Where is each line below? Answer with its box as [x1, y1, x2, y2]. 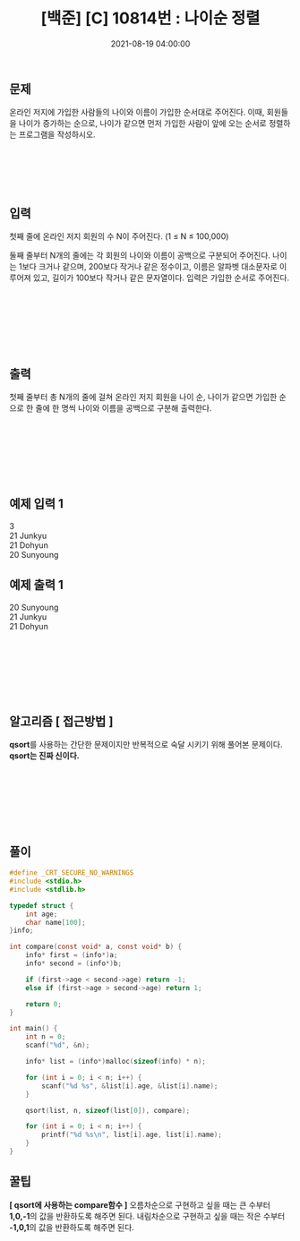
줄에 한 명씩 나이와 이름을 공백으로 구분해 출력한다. [35, 402, 212, 413]
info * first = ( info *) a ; [25, 951, 118, 960]
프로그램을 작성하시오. [18, 129, 96, 140]
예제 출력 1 [9, 578, 64, 593]
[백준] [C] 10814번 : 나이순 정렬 [40, 8, 261, 29]
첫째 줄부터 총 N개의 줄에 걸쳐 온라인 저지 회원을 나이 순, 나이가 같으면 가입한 [9, 391, 278, 402]
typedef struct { [9, 901, 74, 910]
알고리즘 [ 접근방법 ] [9, 714, 114, 729]
